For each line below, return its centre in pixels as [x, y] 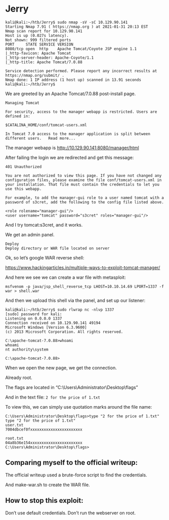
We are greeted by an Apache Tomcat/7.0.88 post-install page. [71, 94]
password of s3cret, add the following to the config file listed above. [85, 202]
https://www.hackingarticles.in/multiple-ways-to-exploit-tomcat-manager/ [83, 267]
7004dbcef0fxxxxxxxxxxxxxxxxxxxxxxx [44, 429]
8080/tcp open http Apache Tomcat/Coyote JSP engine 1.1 [71, 49]
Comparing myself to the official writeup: [72, 463]
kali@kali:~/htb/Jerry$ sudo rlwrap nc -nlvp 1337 [60, 310]
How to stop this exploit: [44, 501]
